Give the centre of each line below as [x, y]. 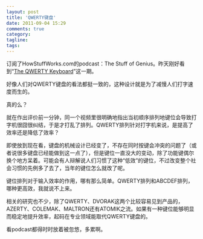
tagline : [17, 40]
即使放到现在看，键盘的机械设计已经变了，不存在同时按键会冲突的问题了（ [99, 145]
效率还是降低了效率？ [33, 132]
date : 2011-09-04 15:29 [36, 23]
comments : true [25, 29]
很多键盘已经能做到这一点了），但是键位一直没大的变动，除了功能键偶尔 [105, 152]
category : [19, 34]
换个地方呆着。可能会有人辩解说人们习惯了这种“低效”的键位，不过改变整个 [99, 160]
